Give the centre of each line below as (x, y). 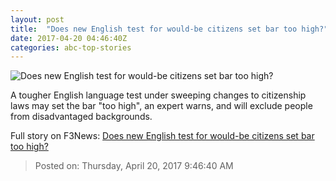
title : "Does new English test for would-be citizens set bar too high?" (169, 29)
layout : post (37, 19)
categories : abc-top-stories (71, 47)
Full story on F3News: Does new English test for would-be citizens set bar (162, 136)
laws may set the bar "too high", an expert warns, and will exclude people (161, 106)
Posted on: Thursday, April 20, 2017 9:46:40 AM (134, 166)
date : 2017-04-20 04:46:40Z (69, 38)
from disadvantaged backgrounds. (81, 117)
